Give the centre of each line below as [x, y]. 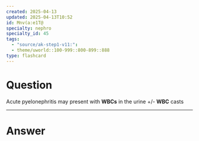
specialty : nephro [29, 28]
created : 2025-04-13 [32, 12]
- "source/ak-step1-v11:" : [45, 45]
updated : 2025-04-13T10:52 [39, 17]
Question [29, 85]
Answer [26, 131]
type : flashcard [26, 56]
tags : [13, 39]
